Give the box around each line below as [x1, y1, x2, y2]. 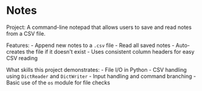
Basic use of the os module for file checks [6, 79, 110, 86]
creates [6, 48, 25, 55]
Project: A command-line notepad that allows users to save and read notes [6, 24, 192, 31]
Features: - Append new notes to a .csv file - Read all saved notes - [6, 42, 175, 49]
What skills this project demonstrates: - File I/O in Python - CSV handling [6, 66, 187, 73]
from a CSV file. [6, 30, 46, 37]
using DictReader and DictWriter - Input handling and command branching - [6, 72, 196, 80]
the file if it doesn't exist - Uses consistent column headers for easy [26, 48, 195, 55]
